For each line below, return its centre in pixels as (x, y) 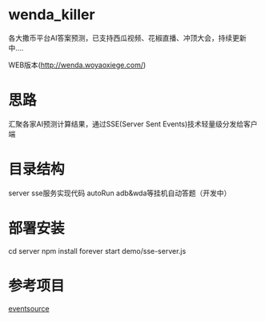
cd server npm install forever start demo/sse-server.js (97, 251)
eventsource (29, 308)
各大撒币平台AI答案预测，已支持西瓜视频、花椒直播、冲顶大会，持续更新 (127, 38)
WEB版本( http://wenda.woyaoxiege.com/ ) (77, 65)
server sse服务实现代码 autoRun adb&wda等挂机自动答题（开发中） (120, 193)
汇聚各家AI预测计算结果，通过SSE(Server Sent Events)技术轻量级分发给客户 (133, 124)
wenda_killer (52, 15)
